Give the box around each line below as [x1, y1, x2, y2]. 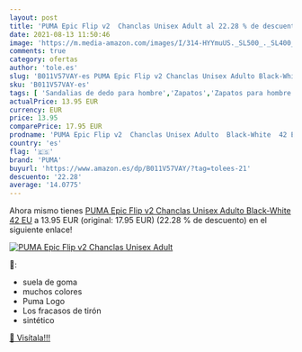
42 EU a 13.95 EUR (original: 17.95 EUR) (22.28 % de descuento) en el [9, 215, 268, 226]
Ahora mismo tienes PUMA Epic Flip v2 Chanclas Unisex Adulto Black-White [9, 205, 292, 216]
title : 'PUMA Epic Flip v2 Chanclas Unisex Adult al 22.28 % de [9, 22, 259, 31]
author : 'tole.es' [9, 64, 78, 73]
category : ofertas [9, 55, 78, 64]
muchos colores [22, 286, 83, 297]
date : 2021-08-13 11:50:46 [9, 30, 111, 39]
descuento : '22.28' [9, 172, 83, 181]
